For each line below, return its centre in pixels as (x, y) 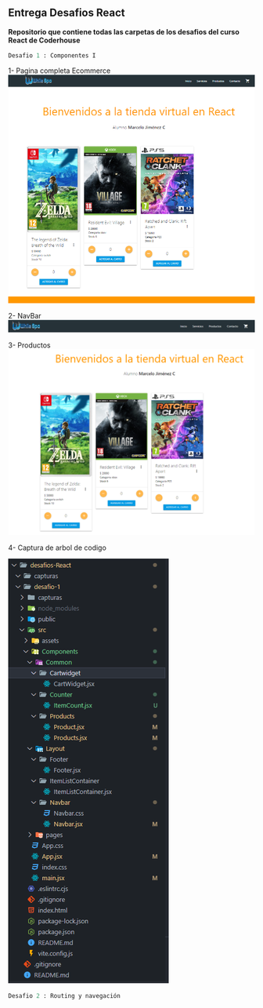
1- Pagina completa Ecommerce (59, 71)
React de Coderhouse (44, 40)
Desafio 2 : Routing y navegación (65, 996)
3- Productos (29, 345)
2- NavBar (25, 316)
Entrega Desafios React (67, 13)
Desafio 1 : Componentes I (52, 55)
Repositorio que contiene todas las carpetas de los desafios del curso (124, 31)
